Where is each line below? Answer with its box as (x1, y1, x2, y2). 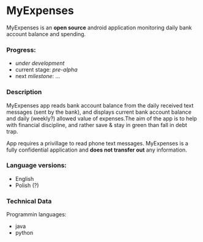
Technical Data (6, 197, 52, 205)
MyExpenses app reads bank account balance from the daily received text (6, 101, 194, 109)
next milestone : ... (15, 73, 61, 80)
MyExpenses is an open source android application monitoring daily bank (6, 24, 192, 31)
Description (6, 88, 42, 97)
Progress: (6, 45, 37, 54)
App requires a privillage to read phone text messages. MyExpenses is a (6, 139, 188, 147)
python (15, 229, 34, 237)
